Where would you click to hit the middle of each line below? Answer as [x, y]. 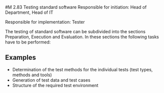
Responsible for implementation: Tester [45, 22]
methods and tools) [32, 75]
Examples [20, 58]
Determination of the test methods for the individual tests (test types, [82, 69]
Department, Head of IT [29, 12]
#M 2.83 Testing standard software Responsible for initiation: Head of [76, 7]
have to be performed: [28, 42]
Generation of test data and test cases [51, 80]
